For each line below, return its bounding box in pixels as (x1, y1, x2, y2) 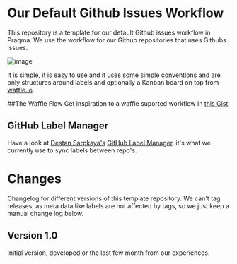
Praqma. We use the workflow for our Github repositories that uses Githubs (7, 35, 226, 44)
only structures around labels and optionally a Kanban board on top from (7, 78, 219, 86)
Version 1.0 (7, 229, 58, 241)
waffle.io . (7, 85, 35, 94)
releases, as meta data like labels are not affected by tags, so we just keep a (7, 201, 230, 210)
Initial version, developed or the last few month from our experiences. (7, 248, 210, 257)
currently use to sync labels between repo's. (7, 146, 137, 155)
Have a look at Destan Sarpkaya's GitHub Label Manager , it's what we (7, 138, 211, 147)
